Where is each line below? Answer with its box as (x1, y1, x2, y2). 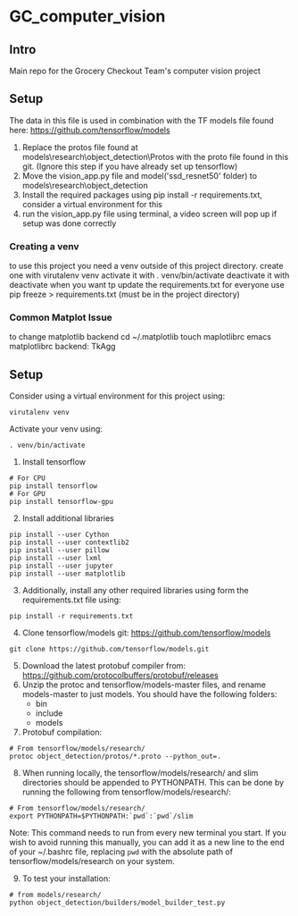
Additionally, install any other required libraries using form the (21, 585, 249, 596)
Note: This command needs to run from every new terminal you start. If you (9, 828, 286, 838)
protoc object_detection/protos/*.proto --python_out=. (9, 752, 221, 761)
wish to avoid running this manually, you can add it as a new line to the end (9, 837, 285, 848)
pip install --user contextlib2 (9, 538, 129, 547)
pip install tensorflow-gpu (9, 498, 114, 507)
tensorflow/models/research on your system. (9, 856, 176, 867)
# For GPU (9, 490, 46, 499)
